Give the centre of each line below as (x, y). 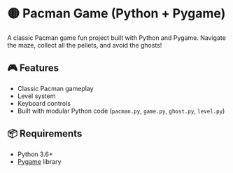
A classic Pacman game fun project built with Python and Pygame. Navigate (116, 37)
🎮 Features (33, 68)
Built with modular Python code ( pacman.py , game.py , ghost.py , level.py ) (121, 111)
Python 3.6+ (35, 154)
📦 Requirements (45, 134)
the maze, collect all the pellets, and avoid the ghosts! (85, 45)
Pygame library (39, 161)
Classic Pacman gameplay (55, 88)
